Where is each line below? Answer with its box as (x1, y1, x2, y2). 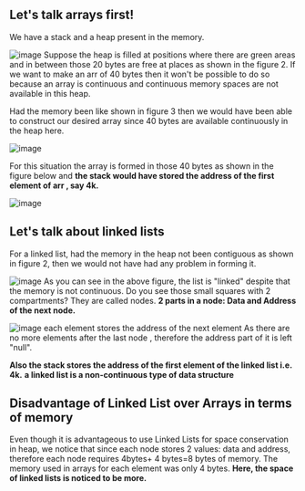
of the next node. (9, 305, 76, 316)
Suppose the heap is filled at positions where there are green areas (44, 49, 296, 60)
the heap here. (9, 125, 65, 136)
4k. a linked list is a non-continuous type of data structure (9, 369, 234, 380)
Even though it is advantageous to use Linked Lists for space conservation (9, 434, 290, 445)
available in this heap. (9, 88, 91, 99)
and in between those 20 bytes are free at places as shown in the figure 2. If (9, 58, 296, 69)
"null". (9, 341, 33, 352)
